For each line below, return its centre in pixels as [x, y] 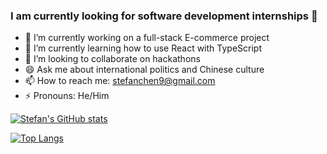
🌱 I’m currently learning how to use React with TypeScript [143, 48]
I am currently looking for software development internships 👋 [164, 16]
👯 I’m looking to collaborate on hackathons [112, 59]
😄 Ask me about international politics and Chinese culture [144, 70]
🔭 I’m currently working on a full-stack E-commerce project [147, 38]
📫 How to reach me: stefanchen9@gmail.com [120, 81]
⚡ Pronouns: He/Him [67, 96]
